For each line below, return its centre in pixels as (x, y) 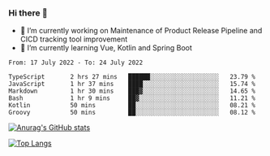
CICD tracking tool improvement (74, 39)
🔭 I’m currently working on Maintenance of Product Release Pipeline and (141, 31)
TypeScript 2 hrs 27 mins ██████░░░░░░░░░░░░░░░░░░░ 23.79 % (132, 77)
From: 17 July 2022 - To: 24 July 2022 (76, 63)
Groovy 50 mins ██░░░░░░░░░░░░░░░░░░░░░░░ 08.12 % (132, 113)
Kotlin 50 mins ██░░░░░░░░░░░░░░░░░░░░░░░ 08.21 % (132, 106)
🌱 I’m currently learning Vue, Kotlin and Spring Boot (106, 48)
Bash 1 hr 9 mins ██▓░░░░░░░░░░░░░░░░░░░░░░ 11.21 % (132, 98)
